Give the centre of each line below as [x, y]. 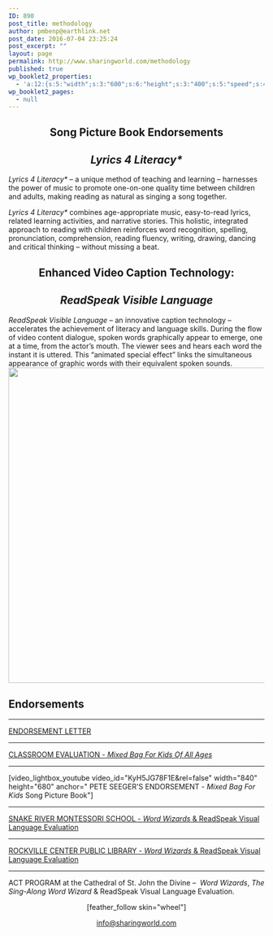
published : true [36, 69]
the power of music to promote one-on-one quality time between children [132, 188]
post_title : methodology [50, 24]
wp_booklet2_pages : [41, 92]
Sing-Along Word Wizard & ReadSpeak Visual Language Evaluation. [121, 891]
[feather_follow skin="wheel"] [136, 908]
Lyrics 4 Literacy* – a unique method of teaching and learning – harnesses [133, 179]
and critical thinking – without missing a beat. [84, 247]
